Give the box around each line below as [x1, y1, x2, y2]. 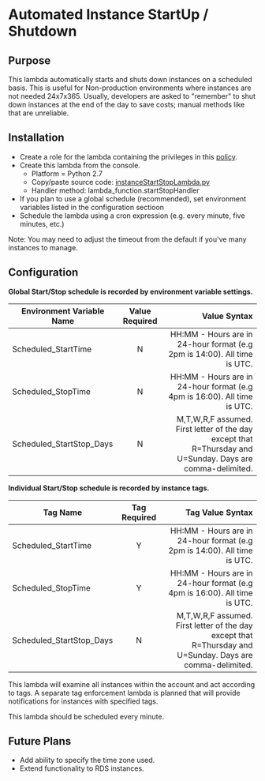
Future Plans [8, 734, 72, 748]
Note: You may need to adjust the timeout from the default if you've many [8, 235, 247, 244]
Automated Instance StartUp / [8, 6, 209, 24]
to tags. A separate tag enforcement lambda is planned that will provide [8, 688, 241, 697]
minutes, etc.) [19, 219, 65, 228]
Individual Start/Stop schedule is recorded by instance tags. [8, 483, 210, 493]
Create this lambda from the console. [19, 160, 140, 170]
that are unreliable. [8, 108, 69, 118]
